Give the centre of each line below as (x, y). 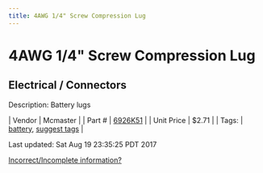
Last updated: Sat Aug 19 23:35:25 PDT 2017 (83, 144)
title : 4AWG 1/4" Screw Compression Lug (77, 16)
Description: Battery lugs (50, 105)
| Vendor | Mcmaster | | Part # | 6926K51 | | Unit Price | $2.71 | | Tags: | (126, 120)
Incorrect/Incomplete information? (65, 160)
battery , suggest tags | (46, 129)
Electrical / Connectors (67, 85)
